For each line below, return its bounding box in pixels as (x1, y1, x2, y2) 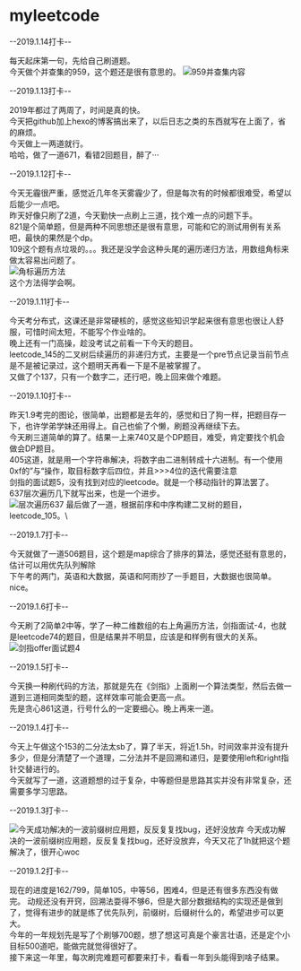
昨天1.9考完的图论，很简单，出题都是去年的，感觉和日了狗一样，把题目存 (9, 409, 279, 420)
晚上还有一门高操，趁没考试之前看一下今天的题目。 (9, 337, 198, 348)
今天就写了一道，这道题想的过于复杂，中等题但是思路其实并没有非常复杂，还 (9, 775, 292, 785)
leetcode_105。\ (9, 510, 69, 521)
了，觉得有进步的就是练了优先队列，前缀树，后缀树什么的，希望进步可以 (9, 906, 276, 917)
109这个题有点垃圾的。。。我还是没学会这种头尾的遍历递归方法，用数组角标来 (9, 243, 289, 254)
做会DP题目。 (9, 443, 60, 454)
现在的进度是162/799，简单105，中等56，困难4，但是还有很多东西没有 (9, 884, 271, 895)
